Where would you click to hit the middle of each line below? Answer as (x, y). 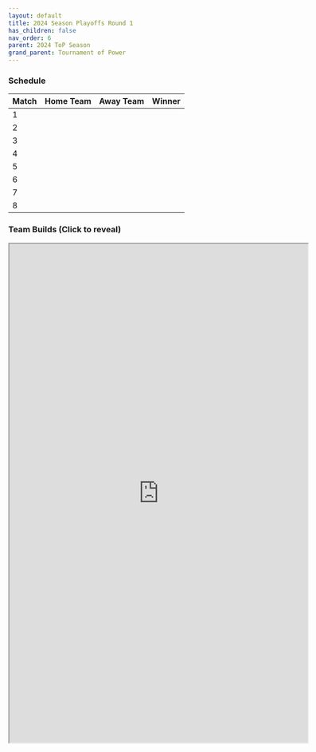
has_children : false (43, 30)
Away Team (122, 101)
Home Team (68, 101)
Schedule (27, 81)
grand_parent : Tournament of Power (67, 53)
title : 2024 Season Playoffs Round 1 (71, 23)
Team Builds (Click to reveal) (65, 230)
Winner (166, 101)
